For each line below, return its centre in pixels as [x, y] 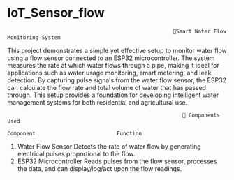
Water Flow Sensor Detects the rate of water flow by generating [109, 146]
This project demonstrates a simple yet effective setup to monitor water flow [117, 50]
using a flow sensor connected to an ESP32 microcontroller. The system [111, 58]
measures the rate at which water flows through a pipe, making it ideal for [114, 65]
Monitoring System [34, 37]
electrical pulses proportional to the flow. [76, 153]
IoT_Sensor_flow [56, 13]
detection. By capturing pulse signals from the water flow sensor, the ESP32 [117, 80]
